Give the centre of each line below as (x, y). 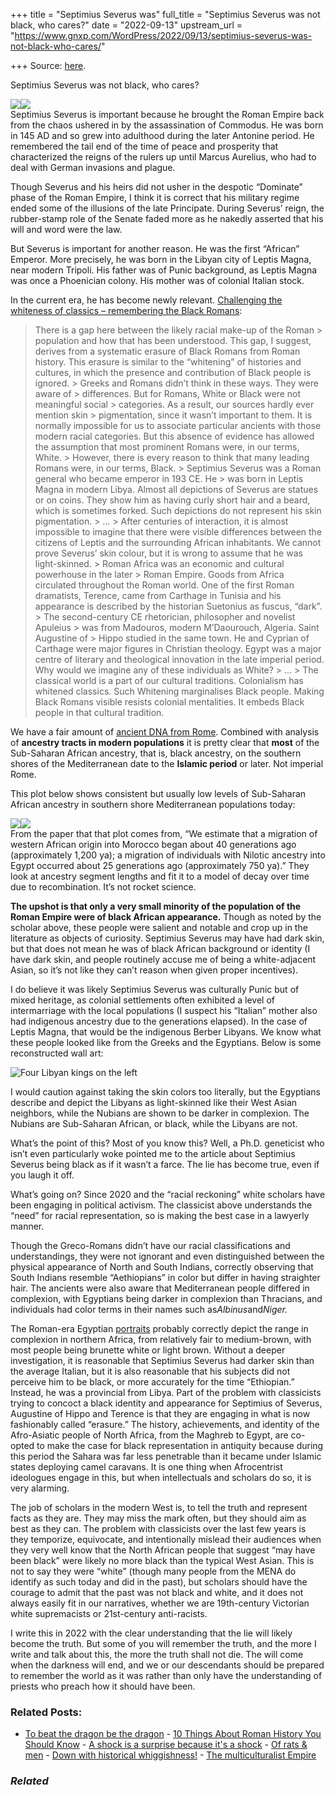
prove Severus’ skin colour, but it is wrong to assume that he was (168, 553)
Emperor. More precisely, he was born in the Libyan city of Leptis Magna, (161, 259)
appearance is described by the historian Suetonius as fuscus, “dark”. (178, 606)
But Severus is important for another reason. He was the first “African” (155, 248)
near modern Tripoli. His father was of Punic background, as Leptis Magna (164, 270)
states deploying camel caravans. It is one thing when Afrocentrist (146, 1467)
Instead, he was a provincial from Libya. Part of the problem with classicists (166, 1392)
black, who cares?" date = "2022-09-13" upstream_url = (126, 25)
